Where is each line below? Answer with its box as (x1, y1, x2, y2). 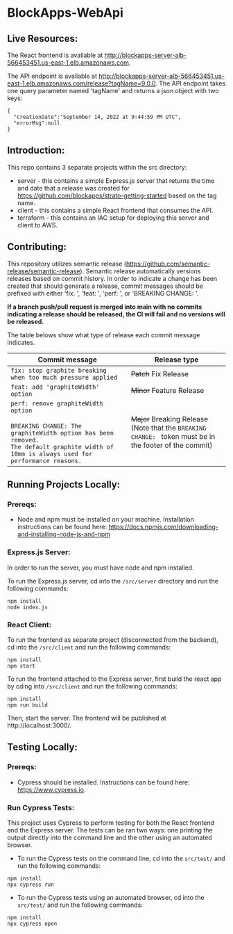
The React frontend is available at (7, 51, 103, 59)
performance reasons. (10, 457, 82, 465)
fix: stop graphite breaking (10, 367, 107, 374)
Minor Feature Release (130, 385, 205, 395)
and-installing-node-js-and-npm (17, 530, 111, 538)
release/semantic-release (7, 266, 80, 275)
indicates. (7, 338, 35, 346)
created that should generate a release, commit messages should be (7, 282, 203, 290)
